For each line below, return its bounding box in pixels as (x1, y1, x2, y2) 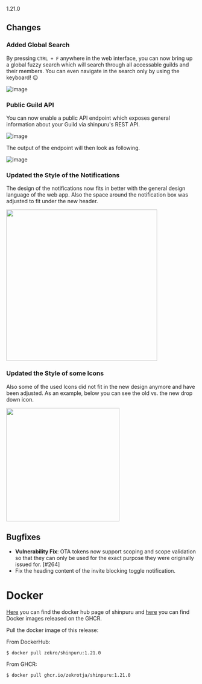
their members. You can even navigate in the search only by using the (6, 67, 180, 74)
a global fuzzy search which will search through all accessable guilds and (6, 60, 189, 68)
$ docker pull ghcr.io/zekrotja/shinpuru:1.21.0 (6, 673, 131, 679)
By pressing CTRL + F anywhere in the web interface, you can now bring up (6, 54, 193, 62)
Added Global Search (6, 41, 70, 49)
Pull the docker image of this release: (6, 627, 99, 634)
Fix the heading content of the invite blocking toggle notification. (14, 567, 176, 575)
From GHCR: (6, 660, 37, 668)
